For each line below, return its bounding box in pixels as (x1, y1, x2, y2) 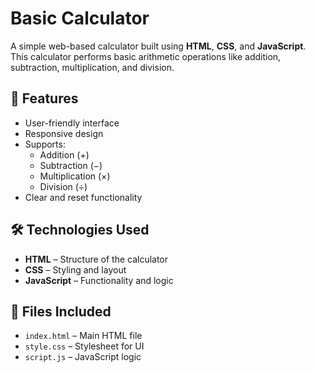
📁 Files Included (10, 303, 112, 320)
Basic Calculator (10, 7, 150, 30)
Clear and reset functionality (24, 191, 143, 203)
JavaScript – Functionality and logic (24, 274, 174, 286)
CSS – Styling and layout (24, 263, 127, 276)
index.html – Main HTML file (24, 330, 143, 342)
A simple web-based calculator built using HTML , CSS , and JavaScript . (10, 40, 307, 52)
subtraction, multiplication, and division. (10, 61, 175, 73)
